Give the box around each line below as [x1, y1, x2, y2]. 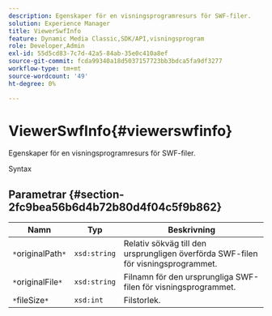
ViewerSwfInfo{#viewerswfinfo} [8, 122, 233, 140]
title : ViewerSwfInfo [8, 27, 82, 35]
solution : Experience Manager [8, 19, 111, 28]
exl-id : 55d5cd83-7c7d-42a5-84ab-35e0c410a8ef [8, 49, 168, 58]
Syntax [8, 164, 32, 174]
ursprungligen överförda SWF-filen [123, 248, 258, 259]
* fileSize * [12, 295, 49, 306]
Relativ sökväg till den [123, 238, 206, 250]
